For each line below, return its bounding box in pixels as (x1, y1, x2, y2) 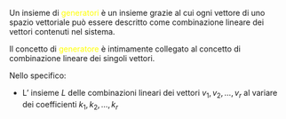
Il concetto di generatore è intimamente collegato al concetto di (9, 44, 242, 54)
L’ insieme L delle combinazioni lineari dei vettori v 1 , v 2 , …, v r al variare (21, 88, 278, 100)
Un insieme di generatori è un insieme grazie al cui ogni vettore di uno (9, 8, 266, 18)
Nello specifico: (9, 70, 67, 81)
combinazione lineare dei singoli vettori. (9, 53, 155, 63)
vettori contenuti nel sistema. (9, 27, 115, 36)
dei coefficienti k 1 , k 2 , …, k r (21, 99, 118, 112)
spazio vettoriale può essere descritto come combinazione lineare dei (9, 17, 265, 28)
